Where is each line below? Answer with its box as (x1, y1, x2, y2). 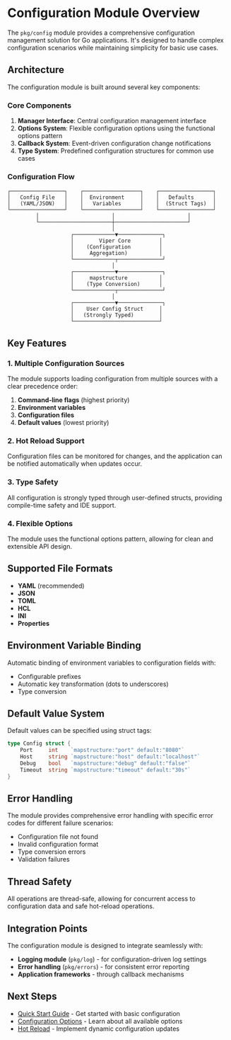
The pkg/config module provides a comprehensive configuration (7, 28, 196, 37)
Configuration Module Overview (7, 5, 200, 21)
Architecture (7, 64, 65, 76)
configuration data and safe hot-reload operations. (7, 902, 155, 910)
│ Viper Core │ (70, 237, 162, 245)
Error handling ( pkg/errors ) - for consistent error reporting (17, 963, 190, 971)
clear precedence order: (7, 382, 78, 391)
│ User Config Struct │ (70, 306, 162, 313)
